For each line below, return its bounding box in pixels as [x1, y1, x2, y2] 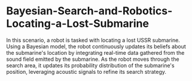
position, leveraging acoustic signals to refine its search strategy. [6, 68, 166, 75]
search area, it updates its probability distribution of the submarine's [6, 61, 175, 69]
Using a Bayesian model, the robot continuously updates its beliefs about [6, 43, 187, 50]
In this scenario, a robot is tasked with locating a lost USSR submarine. [6, 36, 181, 43]
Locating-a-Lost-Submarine [6, 17, 150, 30]
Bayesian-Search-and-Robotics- [6, 4, 173, 18]
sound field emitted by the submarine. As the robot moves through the [6, 55, 179, 63]
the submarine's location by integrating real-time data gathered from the [6, 49, 185, 56]
